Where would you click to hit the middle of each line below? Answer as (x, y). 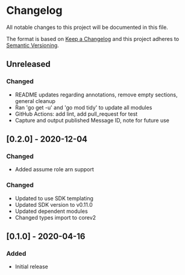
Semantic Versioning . (33, 45)
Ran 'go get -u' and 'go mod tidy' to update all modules (83, 107)
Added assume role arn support (55, 169)
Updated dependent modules (52, 211)
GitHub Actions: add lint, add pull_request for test (76, 114)
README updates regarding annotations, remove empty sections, (96, 95)
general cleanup (35, 101)
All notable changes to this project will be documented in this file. (87, 27)
